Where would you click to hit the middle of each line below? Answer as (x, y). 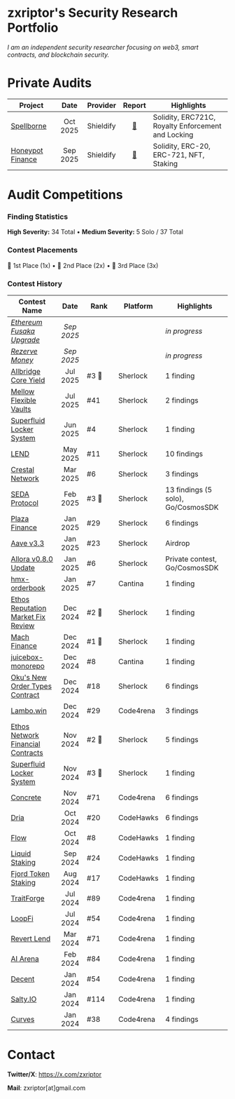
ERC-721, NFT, (179, 154)
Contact (31, 1055)
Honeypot (27, 150)
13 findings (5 (189, 490)
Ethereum (27, 322)
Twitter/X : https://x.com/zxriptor (55, 1074)
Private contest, (191, 559)
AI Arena (25, 959)
